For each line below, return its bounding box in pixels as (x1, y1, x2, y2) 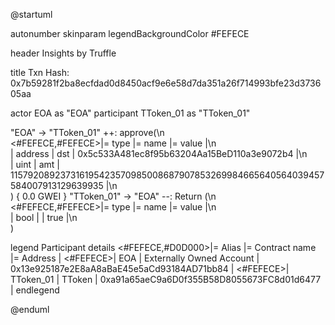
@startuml (10, 9, 53, 20)
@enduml (10, 304, 50, 315)
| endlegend (10, 284, 60, 296)
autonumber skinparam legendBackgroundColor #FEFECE (10, 28, 250, 39)
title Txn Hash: (10, 67, 70, 78)
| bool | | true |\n (10, 212, 78, 223)
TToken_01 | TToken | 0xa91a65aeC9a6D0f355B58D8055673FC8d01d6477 (10, 274, 322, 285)
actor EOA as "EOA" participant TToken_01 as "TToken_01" (10, 107, 251, 119)
